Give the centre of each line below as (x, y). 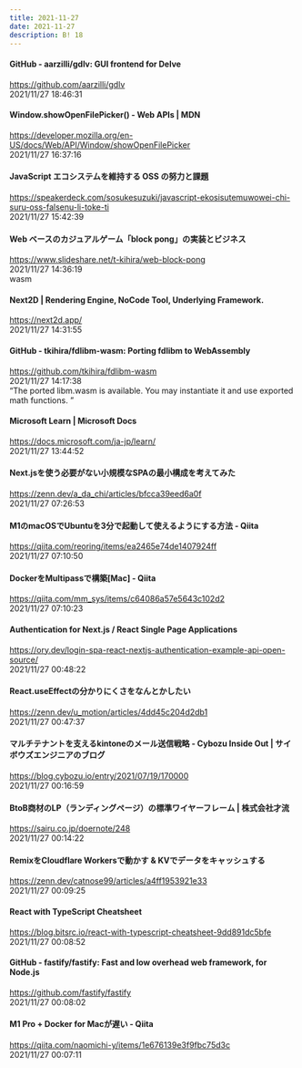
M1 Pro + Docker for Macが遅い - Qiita (81, 1024)
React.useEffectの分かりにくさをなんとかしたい (100, 691)
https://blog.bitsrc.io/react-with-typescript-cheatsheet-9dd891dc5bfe (141, 932)
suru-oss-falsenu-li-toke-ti (59, 207)
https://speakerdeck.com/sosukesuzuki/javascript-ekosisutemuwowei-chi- (150, 197)
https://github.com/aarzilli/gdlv (67, 84)
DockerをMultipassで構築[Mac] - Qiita (83, 578)
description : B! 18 (46, 35)
